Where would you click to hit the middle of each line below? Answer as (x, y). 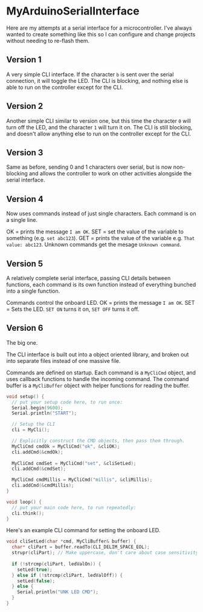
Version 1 (24, 60)
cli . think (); (28, 513)
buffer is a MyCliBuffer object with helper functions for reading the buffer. (98, 385)
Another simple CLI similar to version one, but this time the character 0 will (99, 121)
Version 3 (25, 152)
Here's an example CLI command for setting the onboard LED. (83, 530)
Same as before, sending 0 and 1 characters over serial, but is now (89, 167)
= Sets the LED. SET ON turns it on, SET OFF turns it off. (73, 309)
